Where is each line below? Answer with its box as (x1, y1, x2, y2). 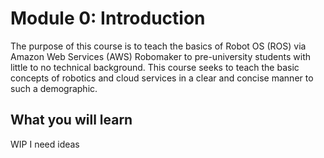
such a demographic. (10, 82, 98, 94)
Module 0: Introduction (10, 7, 206, 30)
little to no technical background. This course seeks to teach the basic (10, 61, 300, 73)
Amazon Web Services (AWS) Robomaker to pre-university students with (10, 50, 311, 62)
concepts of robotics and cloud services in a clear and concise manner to (10, 72, 314, 84)
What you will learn (10, 112, 133, 129)
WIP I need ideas (10, 138, 80, 150)
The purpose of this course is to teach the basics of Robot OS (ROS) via (10, 40, 307, 52)
